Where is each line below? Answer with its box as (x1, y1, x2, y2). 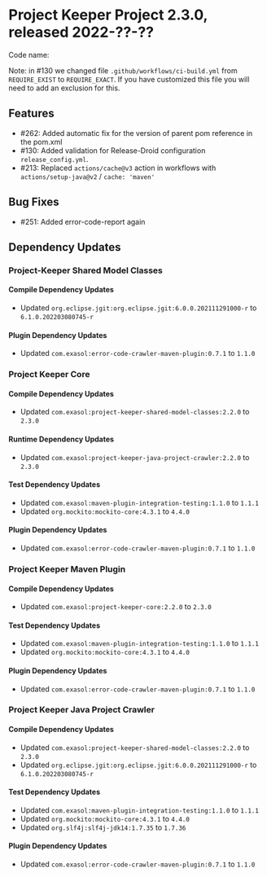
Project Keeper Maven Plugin (8, 563, 126, 575)
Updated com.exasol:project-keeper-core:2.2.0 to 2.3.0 (20, 602, 212, 612)
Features (8, 107, 55, 121)
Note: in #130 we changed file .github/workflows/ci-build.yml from (8, 65, 238, 75)
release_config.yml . (20, 154, 89, 164)
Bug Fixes (8, 195, 59, 209)
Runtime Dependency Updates (8, 434, 115, 444)
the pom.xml (20, 137, 63, 147)
